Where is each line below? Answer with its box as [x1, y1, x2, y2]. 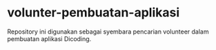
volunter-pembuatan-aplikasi [7, 5, 180, 21]
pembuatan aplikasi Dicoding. [7, 34, 92, 42]
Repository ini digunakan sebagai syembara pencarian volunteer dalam [7, 27, 209, 36]
